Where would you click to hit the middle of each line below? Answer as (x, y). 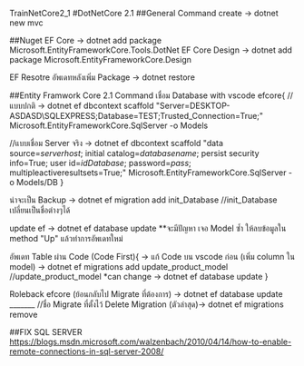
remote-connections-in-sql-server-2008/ (87, 351)
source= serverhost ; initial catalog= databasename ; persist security (135, 153)
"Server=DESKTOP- (193, 105)
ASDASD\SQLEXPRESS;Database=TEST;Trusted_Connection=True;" (137, 116)
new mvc (26, 23)
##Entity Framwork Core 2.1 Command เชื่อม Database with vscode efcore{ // (151, 95)
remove (24, 314)
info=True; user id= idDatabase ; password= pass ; (101, 163)
